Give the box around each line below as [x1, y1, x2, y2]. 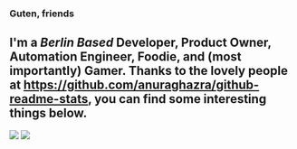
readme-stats [9, 91, 89, 107]
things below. [9, 106, 88, 121]
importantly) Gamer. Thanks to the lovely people [9, 63, 288, 79]
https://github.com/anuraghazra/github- [23, 78, 260, 93]
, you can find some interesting [87, 91, 267, 107]
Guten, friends [9, 7, 75, 20]
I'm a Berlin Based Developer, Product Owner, [9, 35, 272, 51]
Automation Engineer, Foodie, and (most [9, 49, 242, 65]
